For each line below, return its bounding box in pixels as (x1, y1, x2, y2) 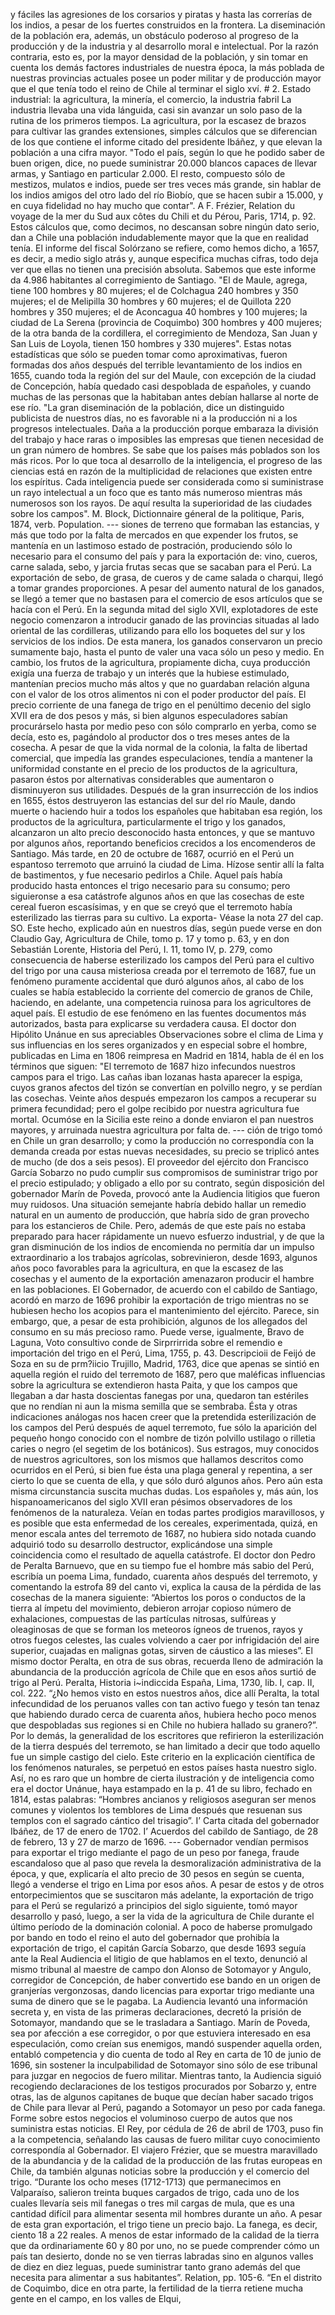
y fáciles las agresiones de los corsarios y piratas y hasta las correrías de (10, 9, 313, 20)
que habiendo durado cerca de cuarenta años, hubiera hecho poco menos (10, 1709, 317, 1720)
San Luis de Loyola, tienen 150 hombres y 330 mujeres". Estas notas (10, 338, 292, 349)
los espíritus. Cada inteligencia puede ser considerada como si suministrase (10, 476, 324, 488)
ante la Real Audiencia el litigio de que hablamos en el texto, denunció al (10, 1953, 308, 1964)
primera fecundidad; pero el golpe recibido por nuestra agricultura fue (10, 1103, 300, 1114)
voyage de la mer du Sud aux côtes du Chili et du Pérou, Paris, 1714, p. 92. (10, 210, 317, 222)
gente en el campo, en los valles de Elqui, (10, 2293, 182, 2304)
